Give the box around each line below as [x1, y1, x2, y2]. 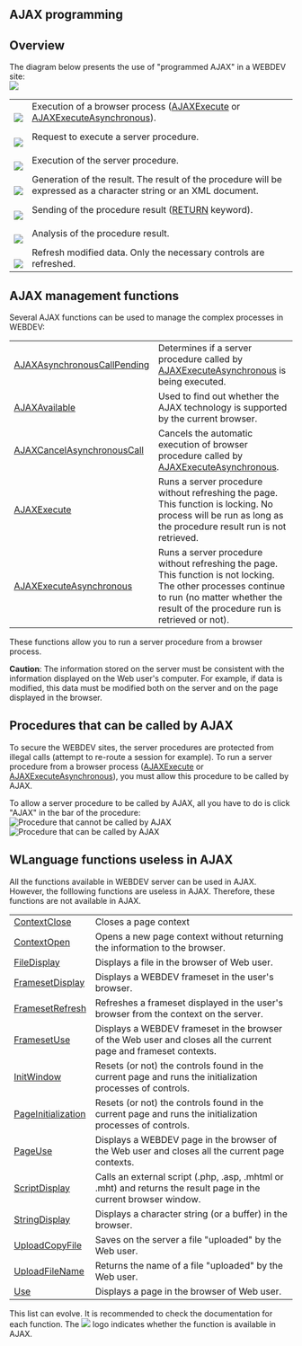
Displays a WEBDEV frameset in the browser [94, 1022, 283, 1034]
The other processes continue [157, 580, 286, 592]
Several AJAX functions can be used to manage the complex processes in [9, 312, 284, 323]
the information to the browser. [94, 941, 226, 953]
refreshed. [31, 258, 76, 270]
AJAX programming [9, 7, 123, 22]
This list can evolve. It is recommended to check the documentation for [9, 1307, 273, 1319]
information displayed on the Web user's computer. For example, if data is [9, 673, 283, 684]
